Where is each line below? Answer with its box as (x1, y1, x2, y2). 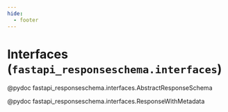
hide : (7, 10, 23, 17)
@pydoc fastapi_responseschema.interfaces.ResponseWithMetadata (7, 97, 205, 106)
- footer (13, 17, 39, 24)
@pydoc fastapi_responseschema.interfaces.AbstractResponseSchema (7, 84, 213, 92)
